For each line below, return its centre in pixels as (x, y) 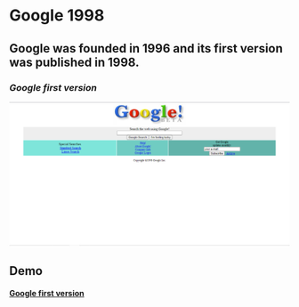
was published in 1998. (74, 62)
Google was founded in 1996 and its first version (146, 48)
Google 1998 (57, 16)
